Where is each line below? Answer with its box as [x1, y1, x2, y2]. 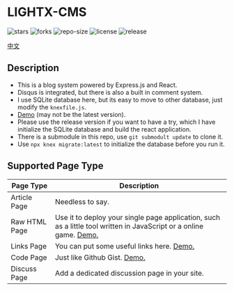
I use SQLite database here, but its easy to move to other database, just [17, 95, 223, 104]
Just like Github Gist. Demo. [54, 252, 146, 262]
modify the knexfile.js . [17, 102, 87, 111]
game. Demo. [54, 230, 99, 239]
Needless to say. [54, 196, 110, 206]
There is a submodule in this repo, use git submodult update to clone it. [17, 132, 224, 141]
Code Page [10, 252, 47, 262]
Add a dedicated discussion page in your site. [54, 268, 204, 278]
